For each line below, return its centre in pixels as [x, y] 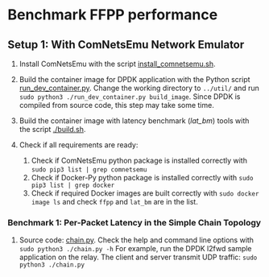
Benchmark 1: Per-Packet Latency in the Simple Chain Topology [134, 222]
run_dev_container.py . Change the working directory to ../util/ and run [139, 88]
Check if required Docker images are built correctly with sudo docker [145, 193]
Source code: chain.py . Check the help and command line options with [137, 240]
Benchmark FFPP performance [113, 15]
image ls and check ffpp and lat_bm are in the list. [114, 202]
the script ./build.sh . [52, 129]
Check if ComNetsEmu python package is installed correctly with [139, 160]
